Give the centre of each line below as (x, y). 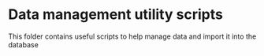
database (24, 44)
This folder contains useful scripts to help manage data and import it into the (132, 36)
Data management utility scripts (115, 15)
